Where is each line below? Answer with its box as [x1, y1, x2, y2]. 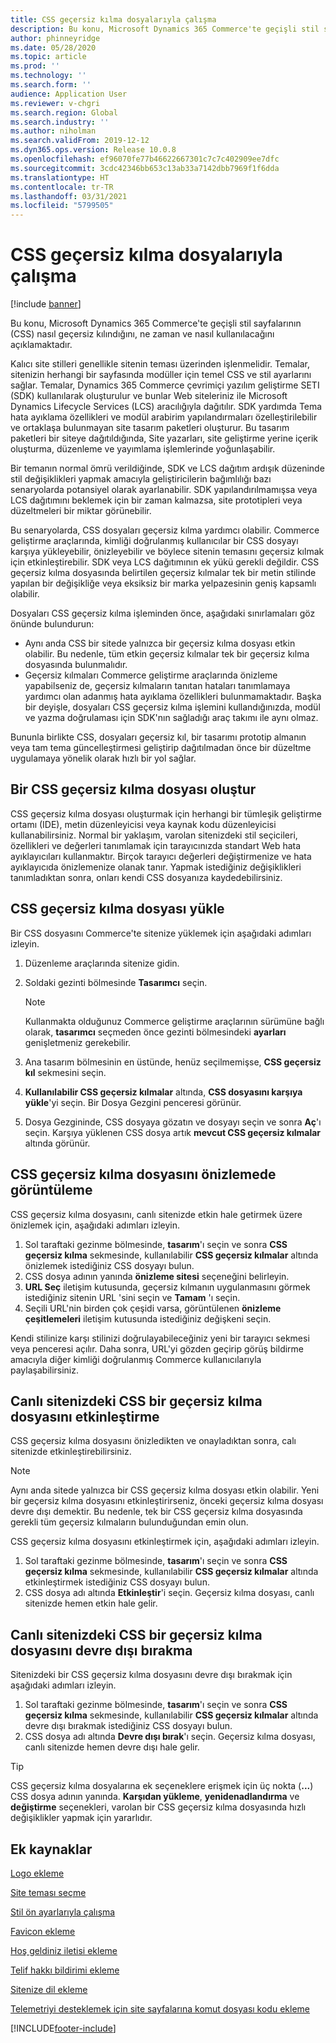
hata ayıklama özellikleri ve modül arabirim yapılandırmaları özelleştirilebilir [10, 411, 318, 423]
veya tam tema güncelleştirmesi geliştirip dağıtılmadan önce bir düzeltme [10, 742, 312, 754]
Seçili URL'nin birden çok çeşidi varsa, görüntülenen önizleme [24, 1302, 282, 1314]
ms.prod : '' [10, 61, 60, 71]
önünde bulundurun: [10, 618, 95, 630]
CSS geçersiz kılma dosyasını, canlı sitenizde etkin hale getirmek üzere [10, 1208, 303, 1220]
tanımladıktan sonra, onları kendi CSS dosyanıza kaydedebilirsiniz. [10, 871, 283, 883]
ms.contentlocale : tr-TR [10, 182, 114, 192]
